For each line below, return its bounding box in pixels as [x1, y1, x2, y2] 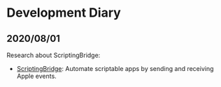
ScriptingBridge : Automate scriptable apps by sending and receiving [16, 65, 214, 72]
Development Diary [6, 5, 122, 21]
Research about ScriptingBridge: [6, 51, 101, 59]
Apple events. [16, 72, 57, 80]
